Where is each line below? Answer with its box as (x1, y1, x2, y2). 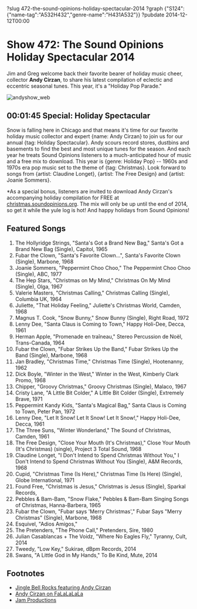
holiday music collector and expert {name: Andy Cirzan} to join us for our (6, 132, 184, 140)
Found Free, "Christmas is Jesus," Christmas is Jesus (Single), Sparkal (15, 483, 186, 490)
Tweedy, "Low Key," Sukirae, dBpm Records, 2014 (15, 545, 137, 552)
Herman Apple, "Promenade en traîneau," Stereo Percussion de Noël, (15, 333, 183, 340)
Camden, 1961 (15, 433, 49, 440)
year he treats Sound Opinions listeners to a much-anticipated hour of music (6, 151, 192, 158)
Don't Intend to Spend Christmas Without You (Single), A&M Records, (15, 458, 183, 465)
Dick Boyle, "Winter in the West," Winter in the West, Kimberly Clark (15, 370, 179, 377)
